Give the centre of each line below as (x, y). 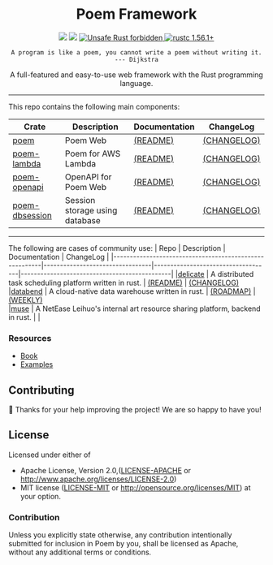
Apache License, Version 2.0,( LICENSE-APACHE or (105, 470)
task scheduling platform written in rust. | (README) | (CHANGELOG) (124, 282)
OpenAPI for (88, 177)
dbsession (32, 215)
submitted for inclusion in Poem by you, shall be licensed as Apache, (123, 544)
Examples (37, 364)
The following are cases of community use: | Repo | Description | (117, 248)
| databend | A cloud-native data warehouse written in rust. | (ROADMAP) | (132, 291)
